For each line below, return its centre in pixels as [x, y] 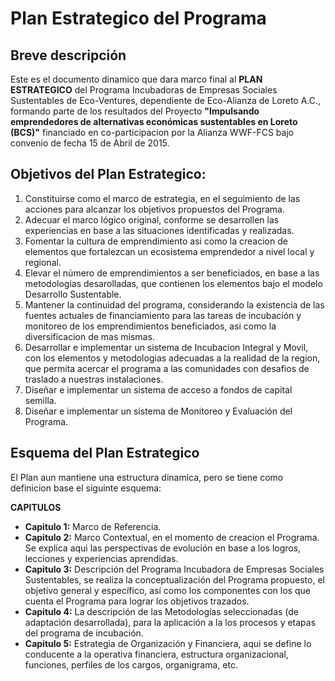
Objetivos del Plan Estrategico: [108, 174]
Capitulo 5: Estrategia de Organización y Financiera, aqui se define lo [168, 643]
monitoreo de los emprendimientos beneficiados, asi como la [150, 326]
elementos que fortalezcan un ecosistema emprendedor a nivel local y [169, 251]
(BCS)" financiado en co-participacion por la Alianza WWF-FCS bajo [152, 132]
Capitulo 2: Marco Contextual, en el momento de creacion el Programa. [172, 537]
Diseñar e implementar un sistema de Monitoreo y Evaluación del [158, 411]
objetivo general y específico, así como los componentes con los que [167, 590]
